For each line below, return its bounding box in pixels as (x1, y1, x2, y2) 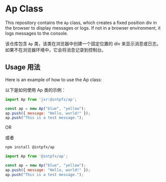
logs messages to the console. (5, 30, 68, 36)
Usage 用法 (5, 63, 41, 72)
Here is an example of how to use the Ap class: (5, 76, 102, 83)
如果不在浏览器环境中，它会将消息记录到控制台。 (5, 47, 106, 53)
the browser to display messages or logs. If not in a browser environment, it (5, 25, 161, 31)
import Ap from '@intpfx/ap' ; (5, 154, 68, 159)
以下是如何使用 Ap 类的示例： (5, 87, 66, 93)
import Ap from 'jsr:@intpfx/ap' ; (5, 97, 77, 102)
